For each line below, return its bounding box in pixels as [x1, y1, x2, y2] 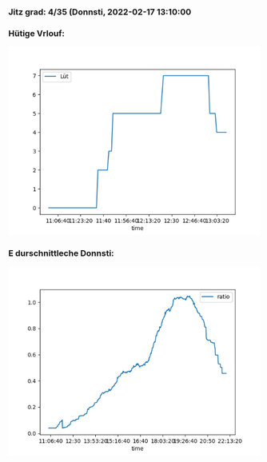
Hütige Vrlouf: [8, 27, 66, 38]
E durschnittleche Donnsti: [8, 248, 114, 259]
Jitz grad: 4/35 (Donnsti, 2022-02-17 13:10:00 [8, 6, 192, 18]
